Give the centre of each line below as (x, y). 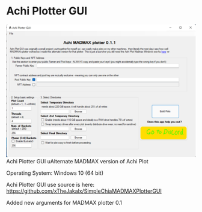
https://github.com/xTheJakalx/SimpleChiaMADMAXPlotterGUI (84, 191)
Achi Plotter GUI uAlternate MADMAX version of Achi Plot (77, 161)
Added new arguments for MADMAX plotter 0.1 (64, 202)
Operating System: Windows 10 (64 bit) (55, 173)
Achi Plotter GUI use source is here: (50, 184)
